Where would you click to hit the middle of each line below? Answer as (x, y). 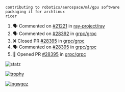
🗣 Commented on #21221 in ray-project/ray (59, 26)
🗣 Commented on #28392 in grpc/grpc (55, 34)
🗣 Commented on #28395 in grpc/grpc (55, 47)
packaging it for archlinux (35, 12)
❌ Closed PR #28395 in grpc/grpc (48, 41)
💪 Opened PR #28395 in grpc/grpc (49, 54)
